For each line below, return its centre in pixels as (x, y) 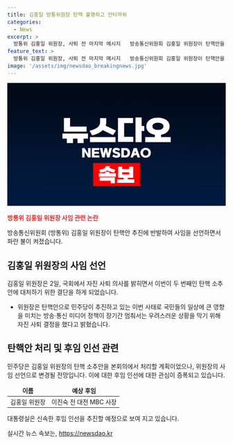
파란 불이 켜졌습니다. (35, 241)
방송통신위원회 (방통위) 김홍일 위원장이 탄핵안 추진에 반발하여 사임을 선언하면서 (114, 233)
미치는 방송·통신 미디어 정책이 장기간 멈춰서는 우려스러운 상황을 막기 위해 (123, 315)
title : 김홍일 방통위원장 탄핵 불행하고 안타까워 (67, 15)
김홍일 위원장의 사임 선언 (57, 265)
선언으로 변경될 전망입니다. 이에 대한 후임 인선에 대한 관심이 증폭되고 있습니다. (120, 375)
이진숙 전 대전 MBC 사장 (84, 402)
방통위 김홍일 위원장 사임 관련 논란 (53, 218)
